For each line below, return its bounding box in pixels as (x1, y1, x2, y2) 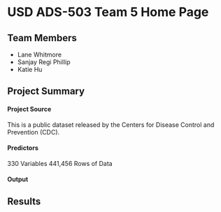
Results (7, 195, 41, 207)
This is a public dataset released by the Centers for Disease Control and (7, 120, 215, 129)
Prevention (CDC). (7, 128, 60, 136)
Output (7, 175, 29, 183)
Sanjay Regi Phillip (17, 58, 71, 66)
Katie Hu (17, 66, 43, 73)
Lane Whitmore (17, 50, 62, 59)
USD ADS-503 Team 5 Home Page (7, 4, 209, 20)
